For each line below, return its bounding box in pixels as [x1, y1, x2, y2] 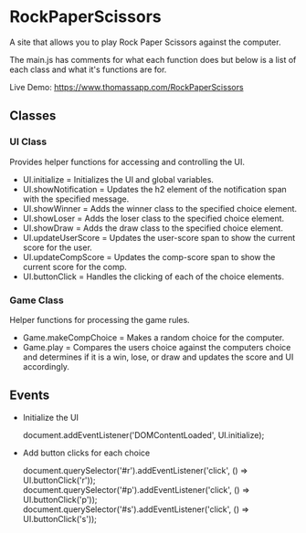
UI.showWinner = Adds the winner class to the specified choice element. [22, 203, 298, 214]
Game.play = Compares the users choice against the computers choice [22, 341, 291, 352]
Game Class [9, 294, 64, 307]
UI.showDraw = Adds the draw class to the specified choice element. [22, 222, 283, 234]
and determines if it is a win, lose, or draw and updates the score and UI [22, 351, 294, 362]
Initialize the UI [22, 412, 79, 423]
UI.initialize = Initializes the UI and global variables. [22, 173, 215, 184]
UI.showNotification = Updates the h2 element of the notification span [22, 183, 288, 194]
